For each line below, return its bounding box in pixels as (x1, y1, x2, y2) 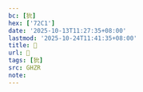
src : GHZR (8, 64, 42, 72)
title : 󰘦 (8, 42, 38, 50)
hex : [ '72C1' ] (8, 19, 56, 27)
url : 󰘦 (8, 49, 30, 57)
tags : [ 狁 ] (8, 57, 44, 65)
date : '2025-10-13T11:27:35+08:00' (8, 26, 127, 34)
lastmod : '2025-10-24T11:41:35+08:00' (8, 34, 137, 42)
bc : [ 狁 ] (8, 11, 36, 20)
